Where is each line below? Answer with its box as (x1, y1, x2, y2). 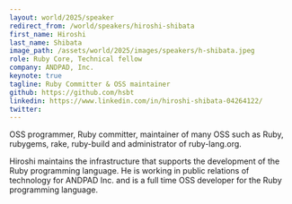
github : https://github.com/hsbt (9, 88, 135, 97)
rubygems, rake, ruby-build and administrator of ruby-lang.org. (9, 139, 243, 149)
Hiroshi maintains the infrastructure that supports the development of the (9, 156, 280, 166)
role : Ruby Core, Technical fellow (9, 55, 143, 64)
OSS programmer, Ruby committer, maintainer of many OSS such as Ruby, (9, 129, 285, 140)
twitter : (9, 105, 42, 114)
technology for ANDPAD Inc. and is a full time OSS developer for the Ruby (9, 175, 283, 186)
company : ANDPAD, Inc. (9, 64, 94, 72)
